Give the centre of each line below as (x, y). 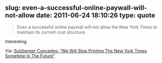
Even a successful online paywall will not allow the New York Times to (87, 27)
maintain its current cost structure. (52, 32)
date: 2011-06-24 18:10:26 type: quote (96, 16)
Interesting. (17, 41)
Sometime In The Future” (30, 56)
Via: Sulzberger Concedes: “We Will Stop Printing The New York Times (76, 50)
